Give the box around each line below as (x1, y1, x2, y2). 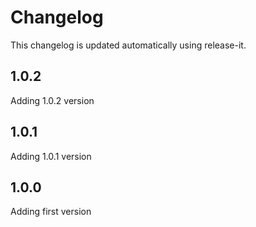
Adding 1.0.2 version (10, 94, 95, 106)
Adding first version (10, 206, 92, 218)
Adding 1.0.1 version (10, 150, 92, 162)
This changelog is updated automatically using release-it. (10, 39, 247, 51)
